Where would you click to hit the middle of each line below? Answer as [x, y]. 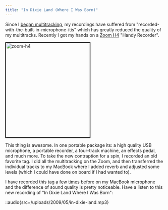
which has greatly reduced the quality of [119, 30]
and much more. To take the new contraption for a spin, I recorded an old [81, 156]
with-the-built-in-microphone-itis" [41, 30]
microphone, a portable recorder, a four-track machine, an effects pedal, [81, 150]
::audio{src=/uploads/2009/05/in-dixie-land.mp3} [57, 202]
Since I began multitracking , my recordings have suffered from [70, 24]
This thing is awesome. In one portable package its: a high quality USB [78, 145]
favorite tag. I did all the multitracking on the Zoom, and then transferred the [84, 161]
